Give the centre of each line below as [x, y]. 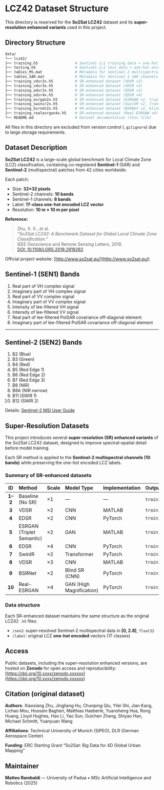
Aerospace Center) [24, 736]
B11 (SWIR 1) [24, 396]
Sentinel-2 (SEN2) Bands [44, 342]
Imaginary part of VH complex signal [49, 291]
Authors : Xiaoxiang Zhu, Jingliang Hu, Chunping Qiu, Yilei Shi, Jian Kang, [79, 706]
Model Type [79, 488]
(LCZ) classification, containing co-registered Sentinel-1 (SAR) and [72, 164]
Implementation [122, 488]
